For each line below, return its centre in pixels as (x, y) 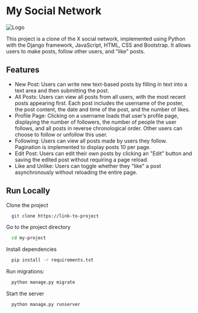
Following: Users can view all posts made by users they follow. (91, 141)
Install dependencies (32, 249)
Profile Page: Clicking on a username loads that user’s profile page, (97, 115)
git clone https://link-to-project (55, 216)
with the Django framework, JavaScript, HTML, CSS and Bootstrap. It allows (98, 45)
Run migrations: (25, 272)
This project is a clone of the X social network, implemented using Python (96, 38)
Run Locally (28, 191)
